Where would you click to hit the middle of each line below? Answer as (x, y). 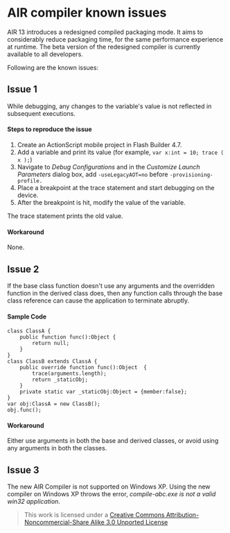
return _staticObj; (60, 380)
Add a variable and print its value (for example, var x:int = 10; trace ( (120, 152)
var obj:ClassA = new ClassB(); (54, 404)
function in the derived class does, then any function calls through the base (115, 293)
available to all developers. (45, 54)
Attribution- (183, 515)
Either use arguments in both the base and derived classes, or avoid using (113, 441)
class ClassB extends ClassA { (52, 362)
